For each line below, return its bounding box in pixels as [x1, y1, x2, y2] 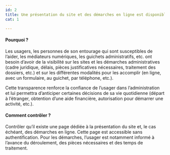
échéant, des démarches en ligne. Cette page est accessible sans [5, 129, 143, 135]
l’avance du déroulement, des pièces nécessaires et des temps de [5, 139, 143, 145]
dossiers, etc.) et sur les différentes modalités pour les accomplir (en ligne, [5, 69, 161, 76]
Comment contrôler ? [5, 112, 51, 119]
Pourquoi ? [5, 36, 29, 43]
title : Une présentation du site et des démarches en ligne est [5, 12, 144, 17]
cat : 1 [5, 17, 19, 22]
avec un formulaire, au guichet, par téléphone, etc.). [5, 75, 114, 81]
